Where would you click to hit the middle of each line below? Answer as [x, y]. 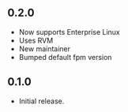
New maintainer [45, 49]
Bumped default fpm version [65, 57]
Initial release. [41, 101]
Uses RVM [36, 40]
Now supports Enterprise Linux [69, 32]
